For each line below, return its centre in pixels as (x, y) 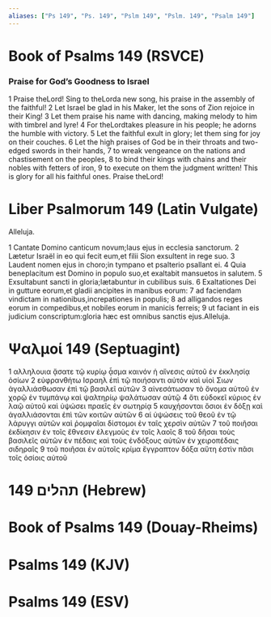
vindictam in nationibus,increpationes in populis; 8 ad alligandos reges (125, 299)
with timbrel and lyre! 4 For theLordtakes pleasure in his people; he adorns (133, 125)
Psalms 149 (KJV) (69, 565)
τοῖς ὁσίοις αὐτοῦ (38, 457)
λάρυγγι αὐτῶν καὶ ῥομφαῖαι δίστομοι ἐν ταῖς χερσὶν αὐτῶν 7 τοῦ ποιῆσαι (133, 423)
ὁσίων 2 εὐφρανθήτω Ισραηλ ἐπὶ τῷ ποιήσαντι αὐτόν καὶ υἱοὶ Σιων (121, 380)
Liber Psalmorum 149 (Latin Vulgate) (133, 210)
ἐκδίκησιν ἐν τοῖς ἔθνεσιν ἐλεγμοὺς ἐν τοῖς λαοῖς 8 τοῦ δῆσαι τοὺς (122, 431)
